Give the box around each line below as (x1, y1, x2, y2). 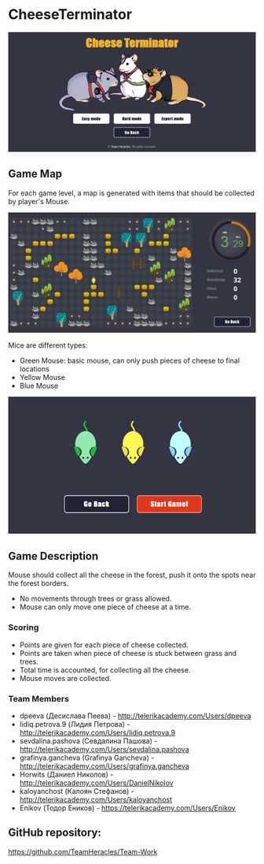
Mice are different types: (8, 341, 88, 350)
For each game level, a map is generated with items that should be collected (8, 188, 255, 198)
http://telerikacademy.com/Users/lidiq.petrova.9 (19, 728, 175, 737)
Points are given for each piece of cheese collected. (19, 640, 189, 650)
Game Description (8, 549, 99, 563)
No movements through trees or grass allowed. (19, 594, 172, 604)
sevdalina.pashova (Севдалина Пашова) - (19, 736, 158, 746)
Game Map (8, 167, 63, 181)
